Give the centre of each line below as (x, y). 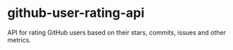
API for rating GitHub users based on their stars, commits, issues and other (117, 32)
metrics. (19, 39)
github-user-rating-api (76, 13)
